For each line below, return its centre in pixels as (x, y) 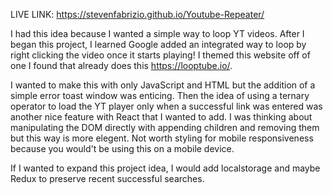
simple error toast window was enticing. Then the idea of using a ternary (160, 95)
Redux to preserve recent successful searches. (107, 178)
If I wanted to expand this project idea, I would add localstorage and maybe (165, 168)
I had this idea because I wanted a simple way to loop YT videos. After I (157, 33)
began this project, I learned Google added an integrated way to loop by (158, 44)
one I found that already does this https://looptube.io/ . (121, 65)
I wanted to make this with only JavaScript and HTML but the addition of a (163, 85)
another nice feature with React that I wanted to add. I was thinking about (161, 117)
